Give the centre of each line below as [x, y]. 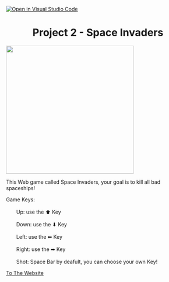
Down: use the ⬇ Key [42, 224]
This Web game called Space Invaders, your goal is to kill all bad [83, 182]
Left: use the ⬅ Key [40, 236]
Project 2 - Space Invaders [98, 33]
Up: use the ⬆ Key [39, 212]
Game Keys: [20, 200]
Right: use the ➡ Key [41, 249]
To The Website [25, 273]
